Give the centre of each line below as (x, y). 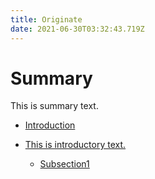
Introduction (50, 125)
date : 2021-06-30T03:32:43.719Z (77, 29)
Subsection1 (64, 164)
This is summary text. (54, 106)
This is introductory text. (75, 145)
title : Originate (46, 19)
